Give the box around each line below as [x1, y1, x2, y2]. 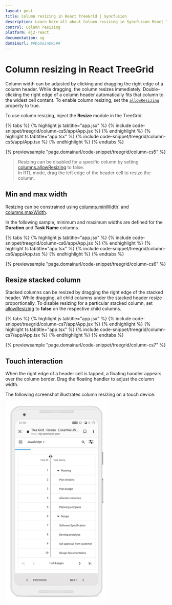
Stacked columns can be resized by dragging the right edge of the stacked [5, 289, 163, 296]
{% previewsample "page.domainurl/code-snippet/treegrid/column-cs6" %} [5, 261, 166, 267]
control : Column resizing [5, 25, 60, 30]
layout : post [5, 8, 33, 13]
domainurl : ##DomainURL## [5, 41, 60, 46]
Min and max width [5, 190, 68, 199]
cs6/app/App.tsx [5, 251, 41, 257]
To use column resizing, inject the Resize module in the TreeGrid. [5, 112, 143, 118]
